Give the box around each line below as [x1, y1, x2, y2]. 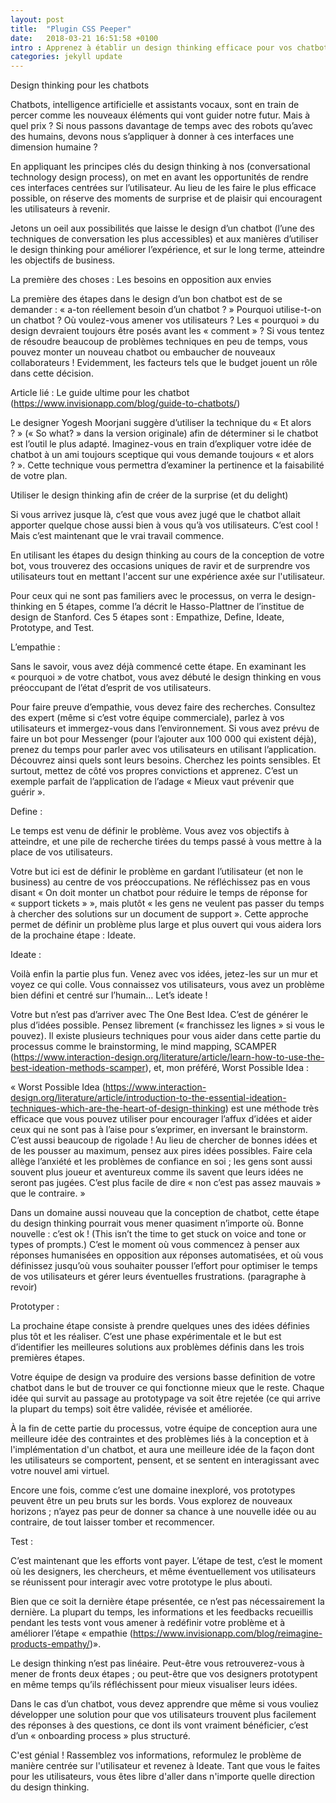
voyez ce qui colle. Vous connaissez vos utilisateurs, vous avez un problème [10, 979, 325, 991]
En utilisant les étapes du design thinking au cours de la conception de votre [10, 549, 325, 561]
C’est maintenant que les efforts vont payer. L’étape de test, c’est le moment [10, 1555, 323, 1567]
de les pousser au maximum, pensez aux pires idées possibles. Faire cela [10, 1145, 313, 1157]
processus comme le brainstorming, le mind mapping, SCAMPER [10, 1041, 277, 1053]
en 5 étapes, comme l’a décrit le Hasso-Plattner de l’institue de [45, 601, 305, 613]
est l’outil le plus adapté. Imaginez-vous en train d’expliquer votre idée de [10, 438, 312, 450]
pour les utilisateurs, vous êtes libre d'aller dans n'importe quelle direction [10, 1771, 315, 1783]
